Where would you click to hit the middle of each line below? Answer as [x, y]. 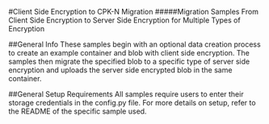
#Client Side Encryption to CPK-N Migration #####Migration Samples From [133, 12]
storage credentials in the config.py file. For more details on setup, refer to [132, 103]
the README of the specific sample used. [78, 111]
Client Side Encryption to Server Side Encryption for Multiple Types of [124, 20]
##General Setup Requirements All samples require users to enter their [126, 94]
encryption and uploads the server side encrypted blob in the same [120, 70]
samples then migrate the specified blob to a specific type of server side [129, 61]
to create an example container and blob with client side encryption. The [129, 53]
